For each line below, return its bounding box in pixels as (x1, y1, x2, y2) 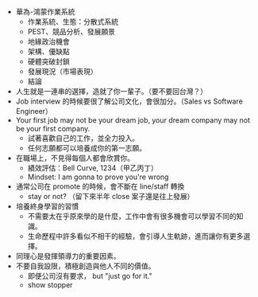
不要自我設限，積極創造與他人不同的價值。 (15, 261, 156, 271)
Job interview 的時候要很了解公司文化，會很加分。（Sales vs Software (15, 96, 244, 106)
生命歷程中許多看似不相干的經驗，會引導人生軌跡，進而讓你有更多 (27, 232, 244, 240)
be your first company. (15, 124, 90, 133)
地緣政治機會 (27, 37, 70, 46)
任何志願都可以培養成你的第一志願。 (27, 143, 147, 153)
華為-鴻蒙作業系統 (15, 7, 75, 16)
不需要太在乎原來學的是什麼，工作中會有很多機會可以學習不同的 (27, 212, 237, 221)
